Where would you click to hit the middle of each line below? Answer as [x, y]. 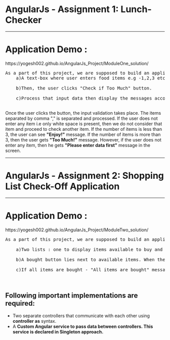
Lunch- [136, 9]
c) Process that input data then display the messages [84, 98]
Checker [24, 20]
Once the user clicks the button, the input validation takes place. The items [83, 113]
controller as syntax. [34, 321]
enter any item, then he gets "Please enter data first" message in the [78, 145]
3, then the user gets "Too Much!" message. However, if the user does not [83, 139]
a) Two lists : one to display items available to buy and [89, 249]
